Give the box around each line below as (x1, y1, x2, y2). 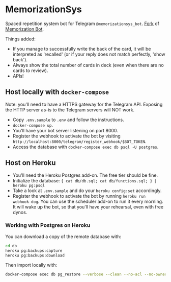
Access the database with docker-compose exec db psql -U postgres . (12, 144, 159, 150)
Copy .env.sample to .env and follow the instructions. (12, 116, 124, 123)
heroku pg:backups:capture (5, 248, 63, 253)
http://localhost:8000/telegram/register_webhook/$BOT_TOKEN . (12, 138, 147, 144)
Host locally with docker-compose (5, 88, 109, 97)
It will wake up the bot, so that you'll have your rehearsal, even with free (12, 203, 164, 210)
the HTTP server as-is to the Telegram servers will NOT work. (5, 106, 135, 113)
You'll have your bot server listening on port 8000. (12, 127, 119, 133)
